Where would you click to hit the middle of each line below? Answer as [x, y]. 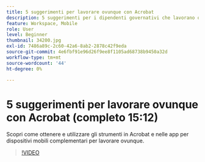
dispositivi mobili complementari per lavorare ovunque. [75, 141]
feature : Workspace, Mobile [42, 23]
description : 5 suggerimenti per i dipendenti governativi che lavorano [101, 18]
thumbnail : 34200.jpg [34, 40]
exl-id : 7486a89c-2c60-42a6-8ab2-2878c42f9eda [67, 46]
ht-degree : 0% [24, 69]
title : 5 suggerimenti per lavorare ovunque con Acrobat [80, 12]
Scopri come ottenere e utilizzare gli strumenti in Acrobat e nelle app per [98, 134]
